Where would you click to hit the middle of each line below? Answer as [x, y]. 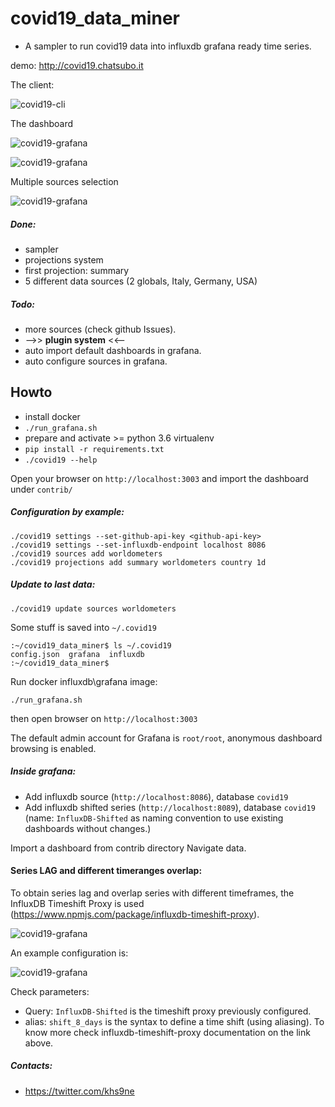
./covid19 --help [61, 460]
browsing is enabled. [53, 748]
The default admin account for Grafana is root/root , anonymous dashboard [166, 738]
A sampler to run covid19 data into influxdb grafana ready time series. [168, 46]
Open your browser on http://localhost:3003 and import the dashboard [159, 478]
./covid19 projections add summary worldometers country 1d [138, 562]
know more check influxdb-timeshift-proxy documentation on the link [167, 1032]
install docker [52, 416]
